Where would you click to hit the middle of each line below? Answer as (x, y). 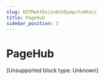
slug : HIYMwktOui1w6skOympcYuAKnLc (52, 12)
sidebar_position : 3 (33, 23)
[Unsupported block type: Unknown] (53, 70)
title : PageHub (26, 18)
